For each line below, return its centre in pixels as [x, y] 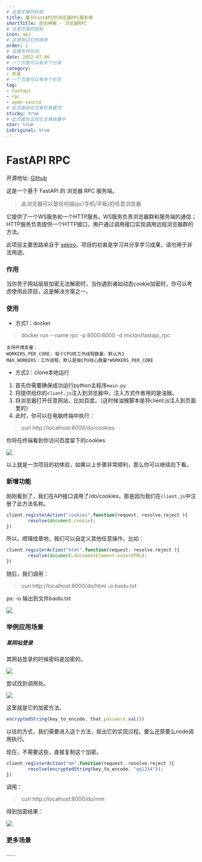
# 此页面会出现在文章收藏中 [36, 119]
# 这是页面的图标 [25, 29]
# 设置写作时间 [23, 52]
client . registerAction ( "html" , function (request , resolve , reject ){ [93, 550]
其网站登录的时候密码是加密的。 [46, 659]
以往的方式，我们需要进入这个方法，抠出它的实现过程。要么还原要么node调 [100, 731]
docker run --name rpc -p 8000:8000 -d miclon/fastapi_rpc [96, 335]
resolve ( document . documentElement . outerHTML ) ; [88, 556]
